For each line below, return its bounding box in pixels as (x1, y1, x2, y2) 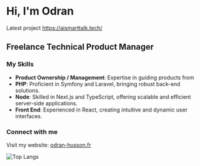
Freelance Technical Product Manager (6, 42, 154, 52)
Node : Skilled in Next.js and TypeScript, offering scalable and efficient (15, 93, 191, 101)
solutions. (15, 87, 40, 94)
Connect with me (6, 127, 58, 136)
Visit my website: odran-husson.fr (6, 141, 91, 148)
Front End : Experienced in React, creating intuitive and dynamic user (15, 106, 188, 113)
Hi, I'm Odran (6, 4, 74, 18)
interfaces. (15, 112, 43, 119)
